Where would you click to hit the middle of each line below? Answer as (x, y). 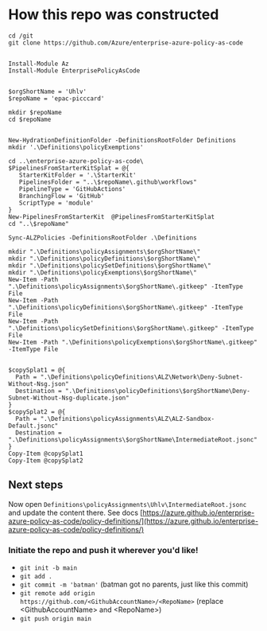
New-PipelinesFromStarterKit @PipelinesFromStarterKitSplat (112, 216)
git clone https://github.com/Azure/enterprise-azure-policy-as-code (126, 43)
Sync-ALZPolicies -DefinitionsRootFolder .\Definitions (103, 238)
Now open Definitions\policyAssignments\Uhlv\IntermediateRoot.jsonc (128, 504)
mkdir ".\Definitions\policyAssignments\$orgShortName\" (104, 251)
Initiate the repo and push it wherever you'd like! (103, 550)
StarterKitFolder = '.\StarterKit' (77, 175)
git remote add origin (57, 594)
